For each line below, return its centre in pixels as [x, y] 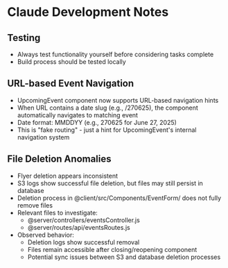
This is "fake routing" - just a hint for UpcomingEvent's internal [107, 130]
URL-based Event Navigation [71, 84]
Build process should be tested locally [71, 62]
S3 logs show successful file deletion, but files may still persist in [110, 183]
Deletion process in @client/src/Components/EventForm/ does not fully [119, 198]
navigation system [43, 137]
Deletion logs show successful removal [84, 242]
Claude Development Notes [88, 12]
